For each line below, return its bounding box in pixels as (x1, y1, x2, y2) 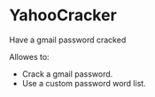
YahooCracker (9, 5, 117, 26)
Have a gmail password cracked (9, 34, 127, 45)
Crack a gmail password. (21, 68, 113, 79)
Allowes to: (9, 51, 50, 62)
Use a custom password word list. (21, 78, 146, 88)
